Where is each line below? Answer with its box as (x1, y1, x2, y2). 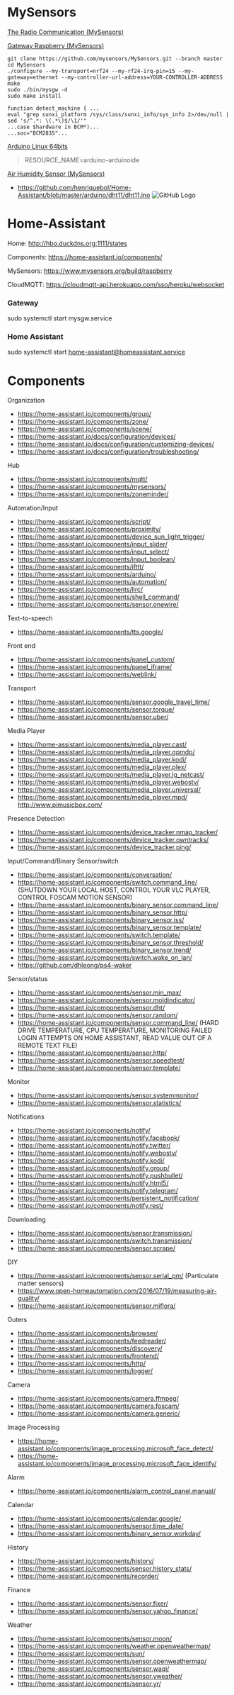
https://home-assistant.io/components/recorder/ (17, 1572, 159, 1581)
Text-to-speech (7, 614, 53, 622)
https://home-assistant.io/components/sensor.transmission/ (17, 1229, 193, 1238)
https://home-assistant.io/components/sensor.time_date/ (17, 1522, 184, 1531)
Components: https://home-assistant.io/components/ (7, 252, 163, 261)
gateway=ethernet (7, 74, 59, 81)
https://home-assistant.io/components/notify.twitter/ (17, 1141, 171, 1150)
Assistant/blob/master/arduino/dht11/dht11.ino (17, 191, 151, 199)
